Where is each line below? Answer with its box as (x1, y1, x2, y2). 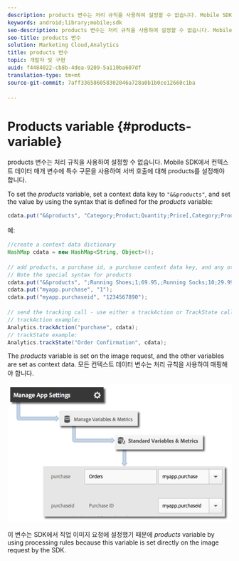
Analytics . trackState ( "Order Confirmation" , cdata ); (7, 339, 167, 346)
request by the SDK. (7, 545, 66, 554)
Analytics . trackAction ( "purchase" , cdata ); (7, 324, 139, 331)
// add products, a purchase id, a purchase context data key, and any (7, 264, 224, 271)
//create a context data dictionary (7, 241, 116, 249)
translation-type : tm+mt (7, 71, 81, 78)
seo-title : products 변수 (7, 34, 82, 41)
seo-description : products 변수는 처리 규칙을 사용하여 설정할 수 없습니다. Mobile (7, 26, 233, 34)
